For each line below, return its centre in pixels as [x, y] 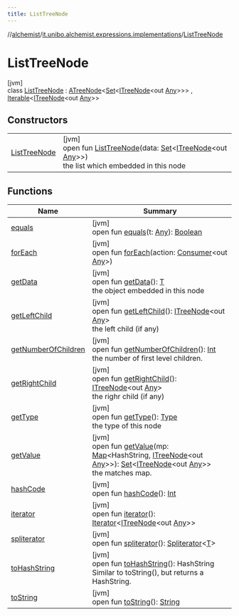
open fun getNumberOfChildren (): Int [154, 349]
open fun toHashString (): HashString [153, 564]
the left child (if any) [126, 329]
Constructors [38, 120]
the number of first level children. [147, 359]
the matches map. [122, 473]
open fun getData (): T [128, 282]
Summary [160, 211]
